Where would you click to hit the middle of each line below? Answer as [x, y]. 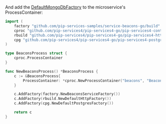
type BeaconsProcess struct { [36, 53]
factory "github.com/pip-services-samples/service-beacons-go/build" [87, 26]
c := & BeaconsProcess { [37, 76]
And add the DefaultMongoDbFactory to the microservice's [65, 7]
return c [23, 112]
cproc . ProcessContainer [39, 58]
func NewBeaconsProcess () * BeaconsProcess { [52, 71]
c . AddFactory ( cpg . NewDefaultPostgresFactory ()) [64, 103]
